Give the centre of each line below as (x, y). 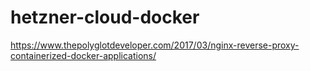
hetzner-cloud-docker (105, 17)
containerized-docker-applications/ (83, 55)
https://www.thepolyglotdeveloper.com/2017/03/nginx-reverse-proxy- (155, 45)
